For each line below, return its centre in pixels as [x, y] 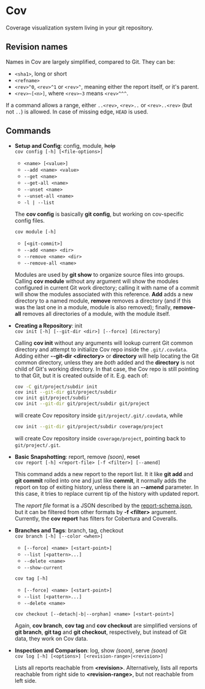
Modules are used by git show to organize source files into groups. [99, 274]
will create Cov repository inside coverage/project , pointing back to [100, 438]
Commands [29, 131]
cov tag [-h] [31, 578]
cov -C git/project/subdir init [56, 387]
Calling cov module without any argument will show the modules [96, 281]
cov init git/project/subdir [52, 398]
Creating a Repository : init [48, 325]
